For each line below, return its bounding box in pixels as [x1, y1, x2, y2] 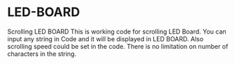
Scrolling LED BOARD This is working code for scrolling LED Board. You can [7, 27, 227, 36]
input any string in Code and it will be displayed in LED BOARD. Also [7, 34, 204, 43]
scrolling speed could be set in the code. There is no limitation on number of [7, 42, 229, 50]
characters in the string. [7, 50, 77, 58]
